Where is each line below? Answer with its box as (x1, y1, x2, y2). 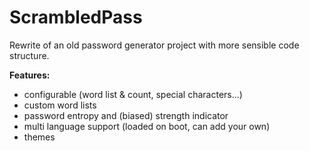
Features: (9, 69, 51, 81)
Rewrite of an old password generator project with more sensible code (9, 39, 300, 51)
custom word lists (23, 99, 97, 111)
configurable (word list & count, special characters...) (23, 88, 243, 100)
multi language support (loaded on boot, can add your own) (23, 120, 271, 132)
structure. (9, 49, 50, 61)
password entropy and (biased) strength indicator (23, 109, 229, 121)
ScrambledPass (9, 6, 143, 29)
